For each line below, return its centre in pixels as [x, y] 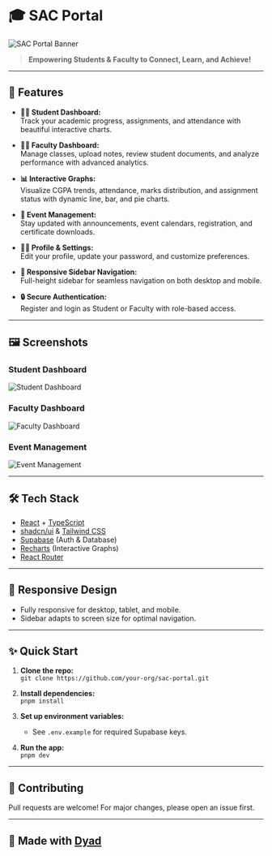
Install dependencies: [57, 694]
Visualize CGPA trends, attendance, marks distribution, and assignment [139, 190]
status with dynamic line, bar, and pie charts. [95, 199]
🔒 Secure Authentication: [63, 296]
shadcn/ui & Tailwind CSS [63, 531]
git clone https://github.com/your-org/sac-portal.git [115, 678]
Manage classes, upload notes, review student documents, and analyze [140, 153]
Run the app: [42, 748]
